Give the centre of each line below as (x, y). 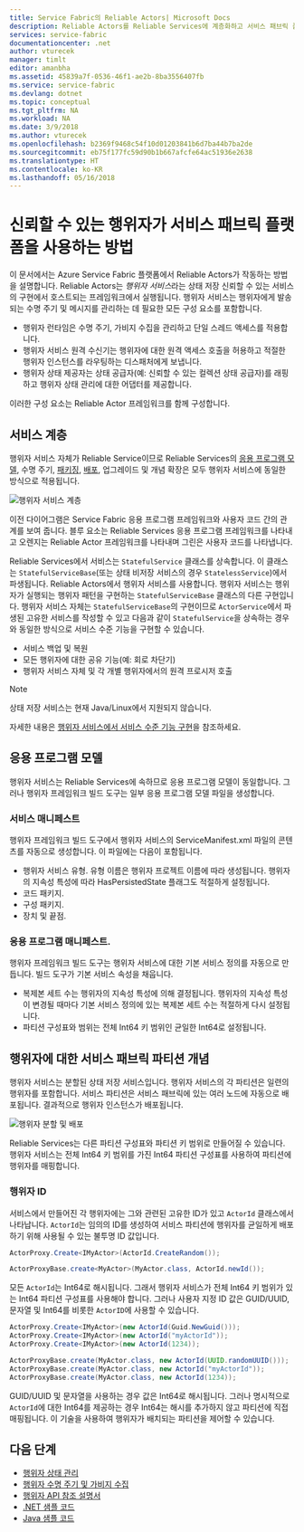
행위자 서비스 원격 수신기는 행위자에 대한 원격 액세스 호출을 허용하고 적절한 (154, 350)
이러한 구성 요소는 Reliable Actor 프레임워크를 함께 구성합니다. (120, 404)
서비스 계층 (38, 435)
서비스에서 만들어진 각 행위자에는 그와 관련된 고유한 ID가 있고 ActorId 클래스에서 (152, 1213)
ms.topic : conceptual (50, 102)
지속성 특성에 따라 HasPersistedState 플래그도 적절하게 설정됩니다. (151, 882)
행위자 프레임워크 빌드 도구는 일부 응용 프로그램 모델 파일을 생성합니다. (150, 793)
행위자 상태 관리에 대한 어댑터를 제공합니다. (115, 385)
